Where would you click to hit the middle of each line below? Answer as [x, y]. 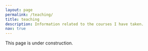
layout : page [19, 10]
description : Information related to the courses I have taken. [75, 24]
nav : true [16, 29]
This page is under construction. [39, 43]
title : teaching [22, 19]
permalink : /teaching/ [29, 15]
